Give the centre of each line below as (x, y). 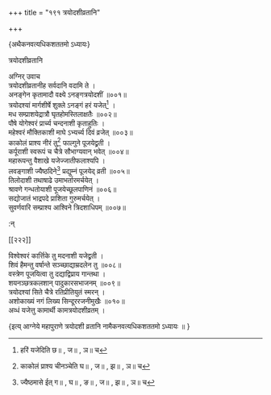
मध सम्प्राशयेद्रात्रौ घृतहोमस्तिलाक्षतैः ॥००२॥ (63, 114)
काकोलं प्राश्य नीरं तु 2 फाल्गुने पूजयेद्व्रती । (60, 142)
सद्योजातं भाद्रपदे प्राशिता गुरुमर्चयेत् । (54, 198)
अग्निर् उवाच (24, 76)
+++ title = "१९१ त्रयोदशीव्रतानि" (54, 12)
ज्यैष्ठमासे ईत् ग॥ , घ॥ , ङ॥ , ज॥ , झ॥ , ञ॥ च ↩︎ (88, 382)
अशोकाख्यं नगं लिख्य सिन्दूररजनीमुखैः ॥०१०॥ (67, 301)
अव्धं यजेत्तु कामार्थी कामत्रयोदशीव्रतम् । (57, 310)
